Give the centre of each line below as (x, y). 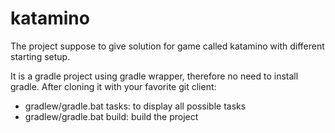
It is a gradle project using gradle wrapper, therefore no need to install (154, 76)
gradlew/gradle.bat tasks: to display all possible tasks (135, 106)
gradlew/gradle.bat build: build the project (111, 116)
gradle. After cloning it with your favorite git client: (113, 86)
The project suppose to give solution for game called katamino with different (167, 46)
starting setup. (40, 56)
